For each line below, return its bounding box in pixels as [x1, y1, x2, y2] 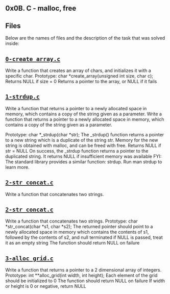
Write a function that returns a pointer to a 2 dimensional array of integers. [5, 267, 162, 273]
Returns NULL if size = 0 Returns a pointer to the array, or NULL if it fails [5, 79, 157, 85]
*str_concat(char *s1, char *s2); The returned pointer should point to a [5, 224, 153, 230]
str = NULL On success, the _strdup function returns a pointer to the [5, 148, 149, 154]
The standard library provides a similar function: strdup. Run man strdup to [5, 158, 162, 165]
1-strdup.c [5, 93, 40, 101]
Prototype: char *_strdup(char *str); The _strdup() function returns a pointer [5, 131, 164, 137]
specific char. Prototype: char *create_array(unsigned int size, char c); [5, 73, 153, 79]
